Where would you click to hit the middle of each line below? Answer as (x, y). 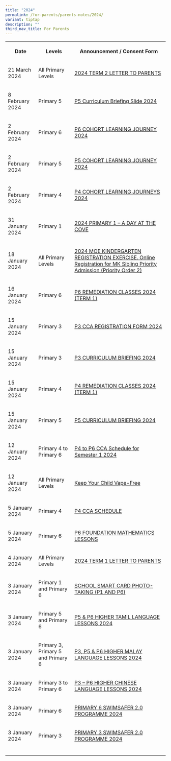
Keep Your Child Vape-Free (108, 483)
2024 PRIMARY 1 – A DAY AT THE (115, 223)
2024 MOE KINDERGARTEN (108, 251)
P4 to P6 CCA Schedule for (107, 448)
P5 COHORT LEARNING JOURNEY (116, 160)
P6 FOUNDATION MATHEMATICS (115, 533)
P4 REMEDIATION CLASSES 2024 (115, 386)
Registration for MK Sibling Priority (116, 264)
